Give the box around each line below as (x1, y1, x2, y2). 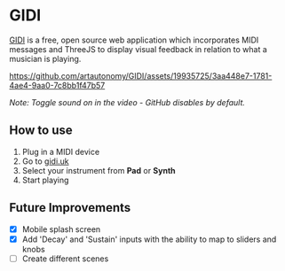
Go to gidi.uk (21, 156, 69, 166)
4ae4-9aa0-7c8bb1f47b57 (9, 80, 106, 90)
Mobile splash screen (21, 223, 101, 235)
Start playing (21, 174, 69, 185)
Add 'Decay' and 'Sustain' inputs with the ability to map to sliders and (21, 234, 277, 244)
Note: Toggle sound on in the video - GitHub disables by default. (9, 97, 246, 107)
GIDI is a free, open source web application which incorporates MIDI (9, 35, 259, 45)
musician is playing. (9, 53, 82, 64)
